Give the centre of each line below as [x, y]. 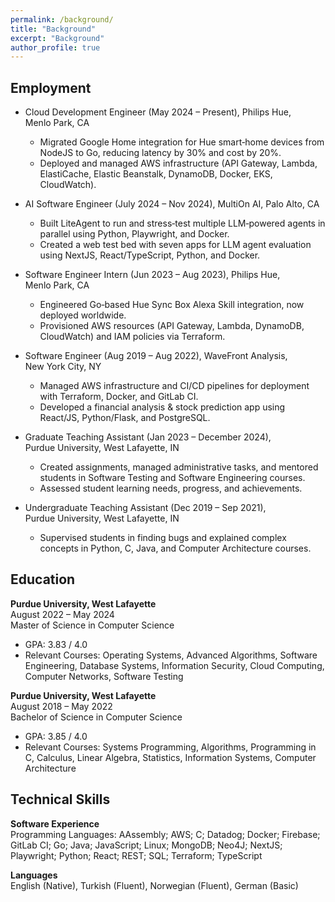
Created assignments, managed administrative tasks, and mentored [179, 467]
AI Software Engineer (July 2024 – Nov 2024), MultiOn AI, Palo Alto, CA [172, 204]
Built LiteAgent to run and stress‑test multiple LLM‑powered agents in [182, 223]
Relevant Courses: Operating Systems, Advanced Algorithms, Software [171, 655]
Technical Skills [60, 799]
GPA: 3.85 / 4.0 [56, 736]
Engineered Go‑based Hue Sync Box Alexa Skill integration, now [172, 305]
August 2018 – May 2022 [61, 706]
